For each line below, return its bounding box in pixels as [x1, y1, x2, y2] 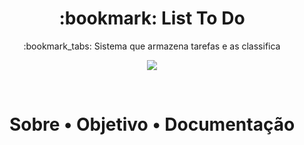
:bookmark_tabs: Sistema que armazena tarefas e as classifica [23, 40, 281, 52]
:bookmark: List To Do [58, 7, 246, 30]
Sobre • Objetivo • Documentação [8, 113, 296, 136]
